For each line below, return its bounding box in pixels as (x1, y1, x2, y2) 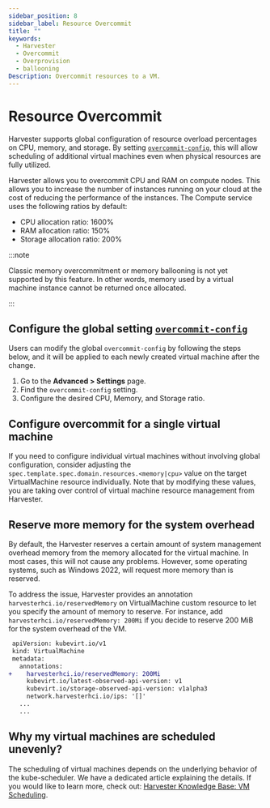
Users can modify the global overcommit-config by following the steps (8, 344, 242, 353)
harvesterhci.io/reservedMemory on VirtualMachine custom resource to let (8, 598, 257, 608)
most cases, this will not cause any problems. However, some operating (8, 557, 248, 566)
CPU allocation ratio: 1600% (19, 216, 115, 227)
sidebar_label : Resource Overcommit (8, 19, 132, 28)
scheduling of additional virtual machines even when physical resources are (8, 151, 261, 160)
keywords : (8, 34, 42, 43)
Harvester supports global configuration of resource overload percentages (8, 134, 257, 143)
